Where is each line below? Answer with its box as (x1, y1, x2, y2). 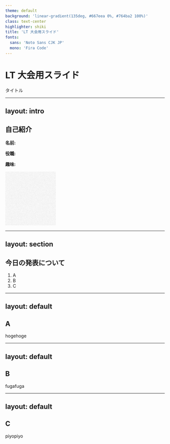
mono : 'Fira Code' (10, 46, 49, 51)
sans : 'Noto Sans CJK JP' (10, 40, 65, 46)
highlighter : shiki (5, 24, 47, 29)
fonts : (5, 35, 19, 40)
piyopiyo (5, 433, 23, 439)
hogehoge (5, 333, 27, 339)
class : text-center (5, 19, 47, 24)
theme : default (5, 8, 37, 13)
